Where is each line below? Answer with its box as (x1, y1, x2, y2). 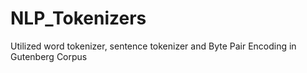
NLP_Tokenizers (10, 7, 147, 30)
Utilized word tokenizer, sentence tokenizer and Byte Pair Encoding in (10, 40, 297, 52)
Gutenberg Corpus (10, 50, 88, 62)
